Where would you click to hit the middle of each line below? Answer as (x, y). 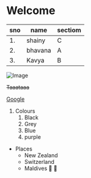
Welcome (31, 11)
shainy (36, 40)
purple (33, 137)
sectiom (69, 30)
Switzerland (39, 161)
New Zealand (41, 155)
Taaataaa (18, 87)
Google (16, 99)
